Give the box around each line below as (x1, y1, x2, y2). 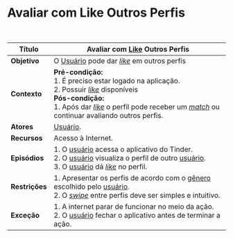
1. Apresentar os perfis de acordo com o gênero (53, 173, 212, 182)
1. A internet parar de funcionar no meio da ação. (53, 201, 214, 211)
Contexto (10, 89, 42, 99)
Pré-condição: (53, 67, 103, 77)
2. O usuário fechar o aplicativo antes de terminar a (53, 210, 221, 220)
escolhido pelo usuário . (53, 182, 130, 192)
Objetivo (10, 56, 40, 65)
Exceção (10, 210, 40, 220)
